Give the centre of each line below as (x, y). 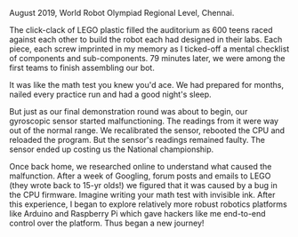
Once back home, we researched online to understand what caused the (141, 166)
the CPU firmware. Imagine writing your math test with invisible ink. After (142, 195)
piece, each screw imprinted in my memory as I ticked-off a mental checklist (149, 49)
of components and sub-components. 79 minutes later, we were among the (147, 58)
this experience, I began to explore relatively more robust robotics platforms (148, 204)
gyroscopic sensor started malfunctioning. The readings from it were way (144, 121)
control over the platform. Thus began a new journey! (107, 223)
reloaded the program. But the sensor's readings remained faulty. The (137, 140)
